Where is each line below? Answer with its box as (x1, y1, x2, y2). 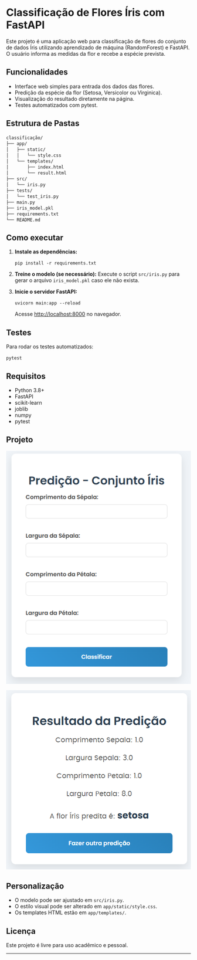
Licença (6, 926, 36, 936)
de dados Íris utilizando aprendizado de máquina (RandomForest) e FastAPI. (6, 44, 190, 51)
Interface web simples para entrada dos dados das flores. (14, 83, 154, 90)
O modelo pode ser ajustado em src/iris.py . (14, 897, 124, 904)
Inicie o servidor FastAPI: (14, 288, 77, 296)
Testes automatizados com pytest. (14, 101, 98, 108)
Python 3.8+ (14, 387, 45, 394)
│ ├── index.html (6, 164, 64, 170)
